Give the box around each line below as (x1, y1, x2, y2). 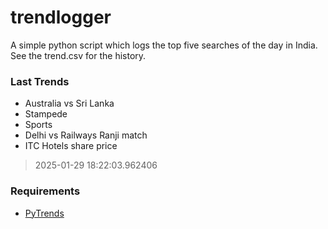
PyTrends (24, 207, 65, 219)
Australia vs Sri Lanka (24, 97, 115, 110)
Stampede (24, 108, 68, 120)
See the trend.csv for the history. (10, 49, 147, 61)
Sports (24, 119, 53, 131)
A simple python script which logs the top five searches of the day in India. (10, 39, 318, 51)
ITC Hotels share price (24, 140, 118, 152)
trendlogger (10, 6, 112, 29)
